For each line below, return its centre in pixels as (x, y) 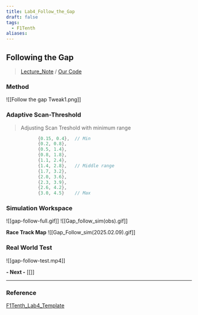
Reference (21, 293)
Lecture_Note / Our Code (51, 71)
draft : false (22, 17)
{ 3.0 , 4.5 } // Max (64, 193)
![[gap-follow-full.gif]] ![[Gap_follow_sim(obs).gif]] (67, 221)
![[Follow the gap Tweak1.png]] (44, 100)
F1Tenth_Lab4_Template (35, 306)
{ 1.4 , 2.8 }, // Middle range (76, 165)
